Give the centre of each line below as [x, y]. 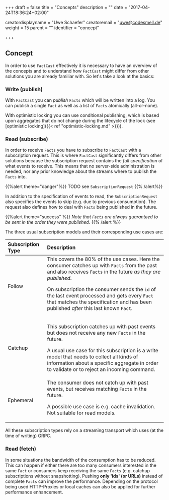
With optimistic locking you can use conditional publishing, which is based [82, 115]
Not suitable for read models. [81, 413]
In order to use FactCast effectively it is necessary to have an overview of [81, 66]
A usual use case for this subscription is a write [103, 351]
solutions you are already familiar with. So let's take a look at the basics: [80, 76]
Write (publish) [24, 89]
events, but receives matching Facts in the [97, 389]
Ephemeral [21, 400]
